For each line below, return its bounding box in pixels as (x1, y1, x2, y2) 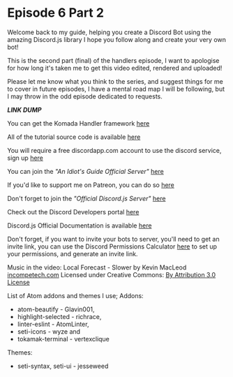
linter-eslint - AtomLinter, (17, 320, 89, 328)
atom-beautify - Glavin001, (17, 305, 95, 313)
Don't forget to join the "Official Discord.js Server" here (7, 194, 166, 202)
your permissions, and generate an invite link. (7, 249, 138, 258)
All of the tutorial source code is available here (7, 133, 141, 141)
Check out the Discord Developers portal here (7, 207, 140, 216)
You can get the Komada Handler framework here (7, 119, 150, 127)
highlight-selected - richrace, (17, 312, 102, 320)
